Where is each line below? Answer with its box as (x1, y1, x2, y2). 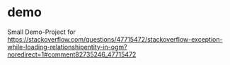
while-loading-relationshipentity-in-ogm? (7, 42, 127, 51)
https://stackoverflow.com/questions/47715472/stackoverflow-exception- (7, 35, 223, 43)
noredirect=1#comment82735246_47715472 (7, 50, 137, 59)
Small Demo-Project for (7, 28, 76, 36)
